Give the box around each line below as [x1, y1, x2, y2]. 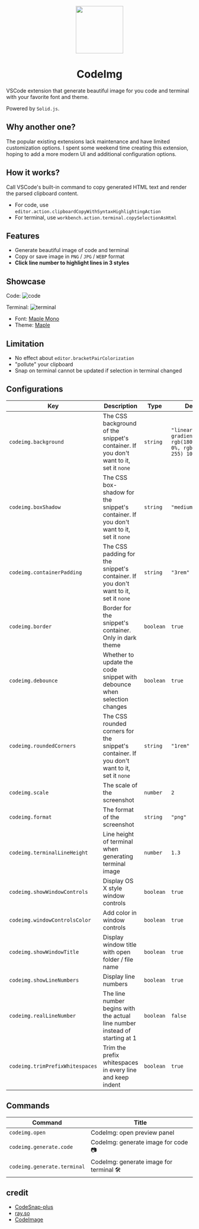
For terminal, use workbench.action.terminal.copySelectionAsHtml [14, 214, 177, 221]
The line [102, 989, 126, 998]
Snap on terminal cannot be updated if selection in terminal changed [14, 367, 182, 374]
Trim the [102, 1043, 126, 1052]
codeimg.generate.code [9, 1144, 73, 1151]
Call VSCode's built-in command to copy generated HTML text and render [6, 183, 187, 190]
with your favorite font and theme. [6, 93, 89, 100]
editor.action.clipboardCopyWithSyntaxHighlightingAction [14, 208, 161, 215]
